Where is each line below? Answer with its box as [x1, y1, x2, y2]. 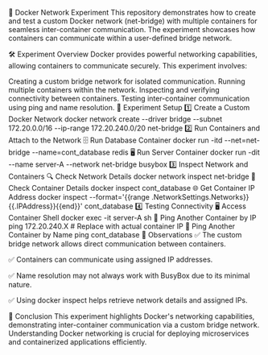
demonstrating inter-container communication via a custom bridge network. [8, 320, 260, 329]
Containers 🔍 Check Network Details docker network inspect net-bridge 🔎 [8, 171, 256, 181]
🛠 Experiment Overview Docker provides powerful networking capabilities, [8, 49, 258, 59]
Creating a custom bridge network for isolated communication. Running [8, 76, 245, 86]
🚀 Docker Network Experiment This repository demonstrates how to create [8, 8, 256, 17]
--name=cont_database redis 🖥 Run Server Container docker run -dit [31, 147, 260, 157]
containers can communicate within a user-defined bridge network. [8, 33, 233, 43]
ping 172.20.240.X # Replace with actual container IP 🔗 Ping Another [8, 221, 236, 231]
